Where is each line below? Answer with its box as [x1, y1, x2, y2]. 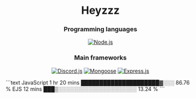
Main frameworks [74, 53, 127, 62]
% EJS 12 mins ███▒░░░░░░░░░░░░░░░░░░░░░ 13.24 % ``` [5, 85, 165, 92]
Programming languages [63, 25, 138, 34]
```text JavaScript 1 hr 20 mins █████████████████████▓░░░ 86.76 [5, 79, 190, 86]
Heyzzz [81, 4, 120, 17]
